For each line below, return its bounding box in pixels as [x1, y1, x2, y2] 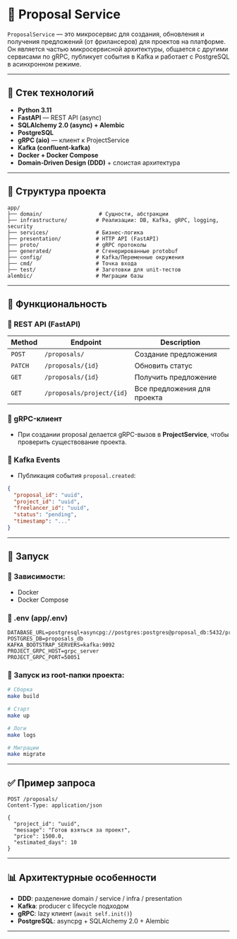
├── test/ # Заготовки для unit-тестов [7, 266, 181, 273]
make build [7, 693, 39, 700]
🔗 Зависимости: [7, 572, 66, 582]
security [7, 223, 33, 230]
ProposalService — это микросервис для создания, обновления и [7, 30, 205, 38]
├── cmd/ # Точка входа [7, 259, 138, 267]
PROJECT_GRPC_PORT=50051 [7, 653, 80, 660]
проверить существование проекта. [17, 438, 127, 446]
